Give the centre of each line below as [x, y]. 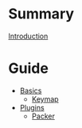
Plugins [32, 107]
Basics [31, 90]
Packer [43, 116]
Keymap [45, 99]
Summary [41, 14]
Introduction [28, 36]
